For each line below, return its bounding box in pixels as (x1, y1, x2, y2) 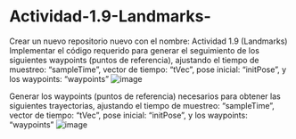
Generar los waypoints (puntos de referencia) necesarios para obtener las (9, 91, 281, 102)
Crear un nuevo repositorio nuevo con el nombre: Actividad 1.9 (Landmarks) (9, 36, 288, 46)
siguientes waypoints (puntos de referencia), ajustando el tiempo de (9, 54, 259, 65)
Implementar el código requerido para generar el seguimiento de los (9, 45, 260, 55)
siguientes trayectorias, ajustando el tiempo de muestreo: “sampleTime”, (9, 100, 275, 110)
